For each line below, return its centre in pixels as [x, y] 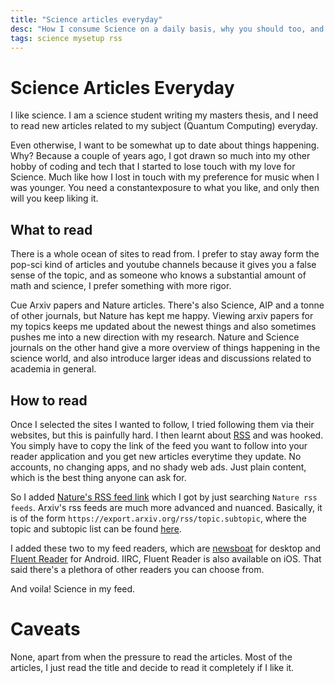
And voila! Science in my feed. [73, 588]
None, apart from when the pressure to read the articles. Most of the [151, 657]
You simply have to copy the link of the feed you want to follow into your [159, 445]
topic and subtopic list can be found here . [96, 528]
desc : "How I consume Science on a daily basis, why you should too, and [167, 29]
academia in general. [53, 369]
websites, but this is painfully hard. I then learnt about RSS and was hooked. [167, 435]
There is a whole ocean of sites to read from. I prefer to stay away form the [165, 254]
